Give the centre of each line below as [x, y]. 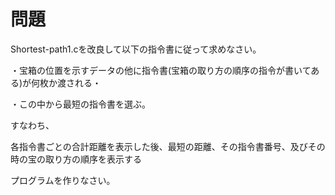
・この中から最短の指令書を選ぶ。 [80, 104]
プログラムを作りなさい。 [63, 180]
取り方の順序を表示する [93, 159]
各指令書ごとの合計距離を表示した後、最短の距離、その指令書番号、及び [159, 146]
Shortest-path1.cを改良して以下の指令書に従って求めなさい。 [136, 49]
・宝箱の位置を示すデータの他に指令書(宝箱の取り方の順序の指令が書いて [161, 70]
